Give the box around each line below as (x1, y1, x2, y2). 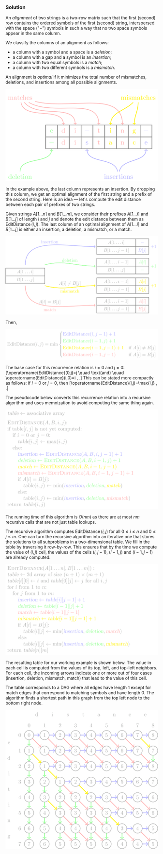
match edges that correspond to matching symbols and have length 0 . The (5, 689, 154, 696)
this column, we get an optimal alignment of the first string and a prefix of (5, 191, 152, 197)
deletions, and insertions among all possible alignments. (5, 79, 118, 85)
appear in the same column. (5, 31, 61, 36)
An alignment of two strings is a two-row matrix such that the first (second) (5, 15, 156, 21)
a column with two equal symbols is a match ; (12, 60, 103, 66)
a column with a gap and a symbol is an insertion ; (12, 54, 112, 60)
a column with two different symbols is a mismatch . (12, 65, 116, 70)
